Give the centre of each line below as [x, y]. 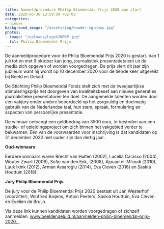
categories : [17, 19]
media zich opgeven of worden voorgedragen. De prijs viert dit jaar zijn [77, 66]
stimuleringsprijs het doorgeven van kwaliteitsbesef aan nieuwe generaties [81, 91]
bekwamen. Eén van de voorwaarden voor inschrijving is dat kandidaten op [81, 132]
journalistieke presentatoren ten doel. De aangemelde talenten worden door [82, 96]
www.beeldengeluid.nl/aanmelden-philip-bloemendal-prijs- [90, 216]
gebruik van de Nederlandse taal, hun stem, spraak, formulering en [73, 107]
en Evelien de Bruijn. [26, 201]
